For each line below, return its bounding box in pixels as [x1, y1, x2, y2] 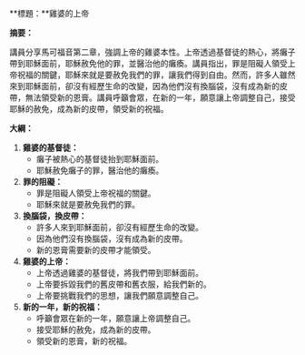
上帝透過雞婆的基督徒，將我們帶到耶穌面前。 [35, 268, 204, 278]
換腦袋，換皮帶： [22, 210, 87, 221]
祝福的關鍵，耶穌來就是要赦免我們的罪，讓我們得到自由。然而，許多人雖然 [16, 69, 296, 80]
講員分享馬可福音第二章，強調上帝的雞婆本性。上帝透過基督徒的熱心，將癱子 [9, 46, 296, 57]
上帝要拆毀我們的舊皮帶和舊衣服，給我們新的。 [35, 279, 212, 289]
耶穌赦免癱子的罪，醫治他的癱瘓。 [35, 165, 164, 176]
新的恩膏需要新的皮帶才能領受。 [35, 245, 156, 255]
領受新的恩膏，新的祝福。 [35, 336, 133, 346]
